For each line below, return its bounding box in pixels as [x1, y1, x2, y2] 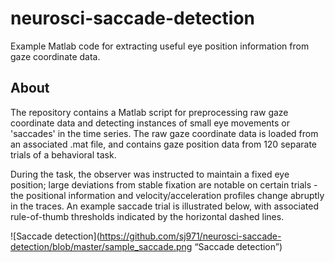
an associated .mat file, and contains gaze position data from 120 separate [10, 138, 317, 150]
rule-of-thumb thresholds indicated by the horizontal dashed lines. [10, 210, 285, 222]
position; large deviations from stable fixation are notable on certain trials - [10, 178, 318, 191]
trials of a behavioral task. [10, 148, 117, 161]
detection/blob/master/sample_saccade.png [10, 240, 193, 252]
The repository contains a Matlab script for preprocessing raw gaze [10, 106, 289, 118]
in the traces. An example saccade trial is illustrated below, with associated [10, 200, 319, 212]
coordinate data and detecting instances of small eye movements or [10, 117, 291, 129]
